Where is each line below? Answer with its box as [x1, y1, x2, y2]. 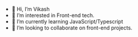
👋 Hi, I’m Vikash [11, 6, 50, 12]
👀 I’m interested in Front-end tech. [11, 12, 95, 19]
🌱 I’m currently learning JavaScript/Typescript [11, 18, 123, 25]
